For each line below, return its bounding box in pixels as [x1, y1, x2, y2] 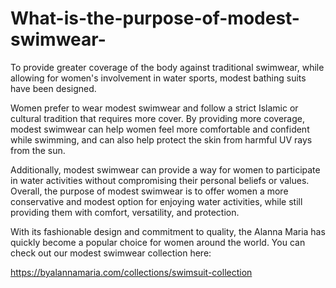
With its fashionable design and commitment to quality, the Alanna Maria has [10, 225, 326, 237]
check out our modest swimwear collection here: [10, 247, 212, 259]
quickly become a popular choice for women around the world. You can [10, 236, 306, 248]
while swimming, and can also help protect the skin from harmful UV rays [10, 133, 313, 146]
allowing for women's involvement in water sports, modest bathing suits [10, 72, 307, 84]
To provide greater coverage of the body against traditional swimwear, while [10, 61, 325, 73]
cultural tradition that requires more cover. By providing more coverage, [10, 112, 305, 124]
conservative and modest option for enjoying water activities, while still [10, 195, 303, 207]
